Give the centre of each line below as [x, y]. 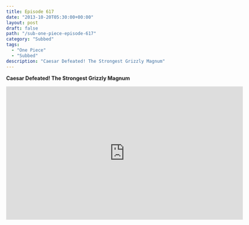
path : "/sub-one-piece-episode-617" [51, 34]
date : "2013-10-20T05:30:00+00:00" [50, 17]
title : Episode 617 [30, 12]
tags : [13, 45]
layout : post [22, 22]
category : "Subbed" [30, 39]
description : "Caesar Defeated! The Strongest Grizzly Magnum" [86, 61]
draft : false [22, 28]
